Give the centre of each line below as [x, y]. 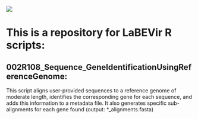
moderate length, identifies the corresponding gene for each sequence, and [99, 97]
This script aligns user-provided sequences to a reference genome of [91, 91]
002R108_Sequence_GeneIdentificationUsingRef [99, 67]
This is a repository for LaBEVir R [89, 33]
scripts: [26, 45]
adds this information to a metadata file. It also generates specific [87, 103]
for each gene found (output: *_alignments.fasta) [94, 109]
